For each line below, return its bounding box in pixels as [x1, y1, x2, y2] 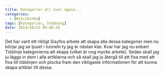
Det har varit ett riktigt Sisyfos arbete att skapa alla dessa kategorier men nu [5, 38, 159, 44]
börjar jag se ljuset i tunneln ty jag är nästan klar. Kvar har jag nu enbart [5, 44, 149, 50]
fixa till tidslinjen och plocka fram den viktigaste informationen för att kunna [5, 59, 157, 65]
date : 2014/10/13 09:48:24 [5, 25, 60, 30]
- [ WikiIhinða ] [9, 16, 41, 21]
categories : [5, 12, 29, 17]
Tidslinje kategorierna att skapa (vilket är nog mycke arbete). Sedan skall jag [5, 49, 160, 55]
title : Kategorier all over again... [5, 7, 82, 12]
